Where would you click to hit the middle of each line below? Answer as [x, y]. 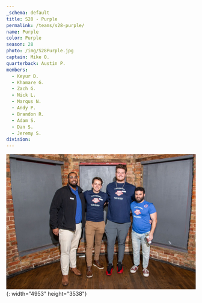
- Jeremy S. [27, 133]
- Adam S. [24, 120]
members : [17, 70]
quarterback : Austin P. [36, 63]
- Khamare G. [28, 82]
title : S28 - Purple [32, 19]
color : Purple [24, 38]
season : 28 [20, 44]
